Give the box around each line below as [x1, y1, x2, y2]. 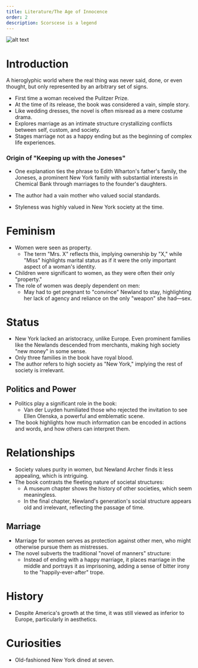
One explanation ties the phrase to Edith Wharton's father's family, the [14, 168, 187, 175]
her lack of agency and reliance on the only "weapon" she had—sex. [23, 295, 192, 302]
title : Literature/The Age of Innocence [6, 8, 108, 15]
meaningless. [23, 491, 56, 499]
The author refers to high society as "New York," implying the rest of [14, 360, 183, 367]
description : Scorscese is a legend [6, 20, 97, 26]
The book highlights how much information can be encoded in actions [14, 419, 187, 426]
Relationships [6, 446, 76, 460]
